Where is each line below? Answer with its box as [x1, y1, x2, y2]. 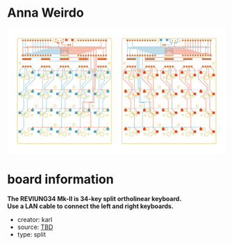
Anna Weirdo [7, 5, 85, 21]
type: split [17, 230, 47, 238]
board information [7, 172, 114, 187]
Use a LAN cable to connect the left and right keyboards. [7, 202, 174, 210]
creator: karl [17, 215, 53, 223]
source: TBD [17, 223, 53, 231]
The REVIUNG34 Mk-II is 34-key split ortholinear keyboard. [7, 194, 182, 203]
